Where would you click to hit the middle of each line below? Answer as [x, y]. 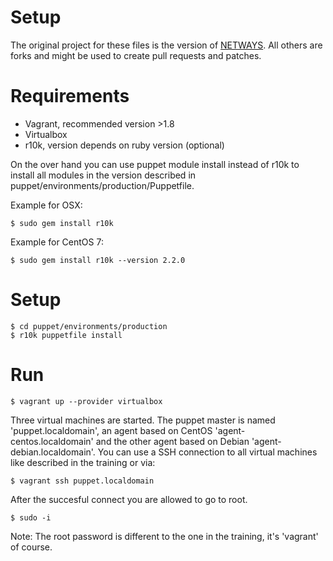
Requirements [70, 96]
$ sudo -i [31, 517]
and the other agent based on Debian [172, 441]
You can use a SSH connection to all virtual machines [207, 452]
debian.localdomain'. [53, 452]
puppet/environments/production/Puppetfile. [102, 185]
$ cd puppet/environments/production [89, 326]
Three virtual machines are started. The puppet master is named [143, 420]
